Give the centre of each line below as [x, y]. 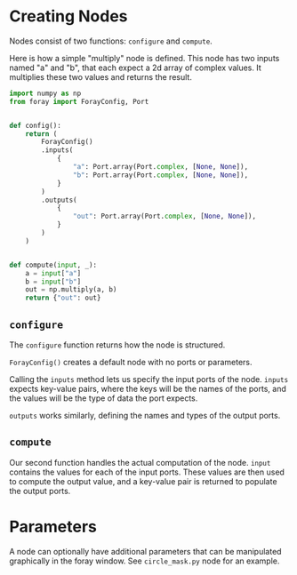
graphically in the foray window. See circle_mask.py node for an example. [144, 561]
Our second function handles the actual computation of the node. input [140, 462]
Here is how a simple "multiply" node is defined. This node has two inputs [144, 58]
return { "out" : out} [63, 298]
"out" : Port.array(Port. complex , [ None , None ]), [164, 216]
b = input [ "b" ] [53, 282]
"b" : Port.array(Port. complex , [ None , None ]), [161, 175]
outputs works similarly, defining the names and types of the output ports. [145, 415]
